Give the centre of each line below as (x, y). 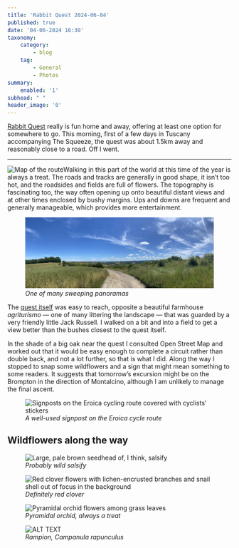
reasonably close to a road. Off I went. (63, 149)
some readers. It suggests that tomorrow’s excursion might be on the (108, 373)
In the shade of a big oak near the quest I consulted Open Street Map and (115, 343)
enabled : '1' (39, 90)
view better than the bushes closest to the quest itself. (87, 330)
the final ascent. (31, 389)
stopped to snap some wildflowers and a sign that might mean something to (118, 366)
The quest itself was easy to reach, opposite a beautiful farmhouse (106, 307)
